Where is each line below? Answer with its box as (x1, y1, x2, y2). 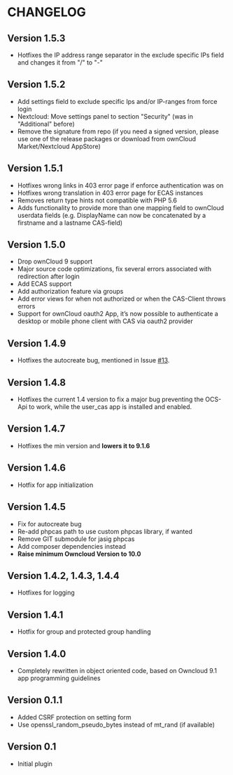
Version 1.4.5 (7, 501, 66, 513)
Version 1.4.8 (7, 377, 66, 389)
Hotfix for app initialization (17, 481, 94, 489)
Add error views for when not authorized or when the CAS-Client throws (17, 294, 226, 303)
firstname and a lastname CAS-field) (17, 219, 123, 227)
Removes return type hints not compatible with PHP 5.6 (17, 196, 177, 204)
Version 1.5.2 (7, 79, 66, 91)
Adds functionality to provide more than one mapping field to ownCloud (17, 203, 225, 211)
